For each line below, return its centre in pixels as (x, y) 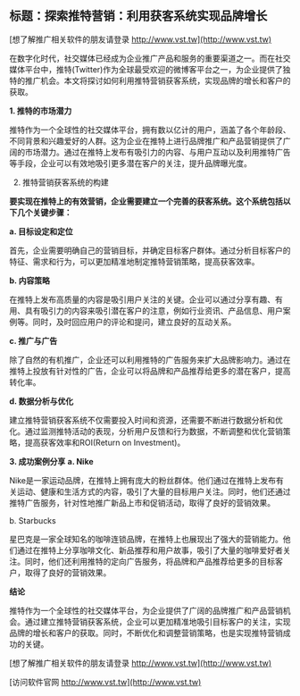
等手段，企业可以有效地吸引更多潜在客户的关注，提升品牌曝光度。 (130, 163)
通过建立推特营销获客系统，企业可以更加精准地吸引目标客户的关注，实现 (158, 621)
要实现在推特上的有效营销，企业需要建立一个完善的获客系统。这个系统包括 (146, 201)
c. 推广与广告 (33, 340)
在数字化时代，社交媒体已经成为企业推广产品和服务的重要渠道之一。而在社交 (150, 58)
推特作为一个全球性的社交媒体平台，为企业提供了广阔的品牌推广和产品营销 (146, 610)
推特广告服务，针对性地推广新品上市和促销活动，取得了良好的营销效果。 (142, 502)
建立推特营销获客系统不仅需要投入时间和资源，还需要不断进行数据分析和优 (146, 420)
